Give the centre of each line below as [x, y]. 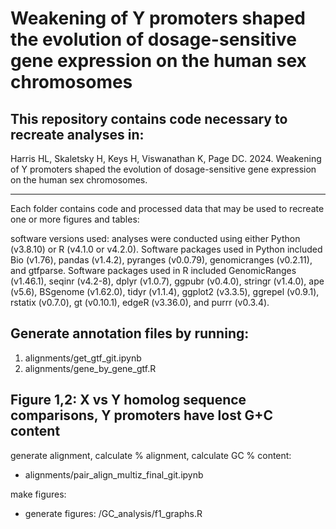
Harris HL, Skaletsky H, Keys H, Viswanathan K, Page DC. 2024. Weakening [166, 158]
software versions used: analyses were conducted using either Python [155, 238]
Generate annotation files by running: [130, 333]
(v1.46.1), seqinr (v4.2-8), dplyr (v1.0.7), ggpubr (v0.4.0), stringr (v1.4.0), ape [167, 281]
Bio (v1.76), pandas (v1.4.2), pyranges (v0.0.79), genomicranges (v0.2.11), [161, 260]
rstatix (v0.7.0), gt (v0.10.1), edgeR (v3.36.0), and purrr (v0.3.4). [140, 302]
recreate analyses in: [77, 134]
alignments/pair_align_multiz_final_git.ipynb [114, 474]
